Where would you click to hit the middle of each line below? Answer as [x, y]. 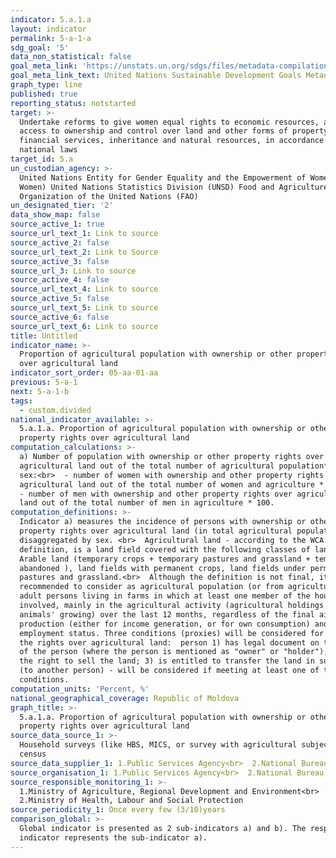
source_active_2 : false [60, 242]
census [33, 754]
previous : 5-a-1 [44, 382]
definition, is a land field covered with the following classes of [165, 549]
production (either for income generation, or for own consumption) [165, 624]
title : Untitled [44, 336]
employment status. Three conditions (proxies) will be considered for [172, 633]
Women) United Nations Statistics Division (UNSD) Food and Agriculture [174, 187]
